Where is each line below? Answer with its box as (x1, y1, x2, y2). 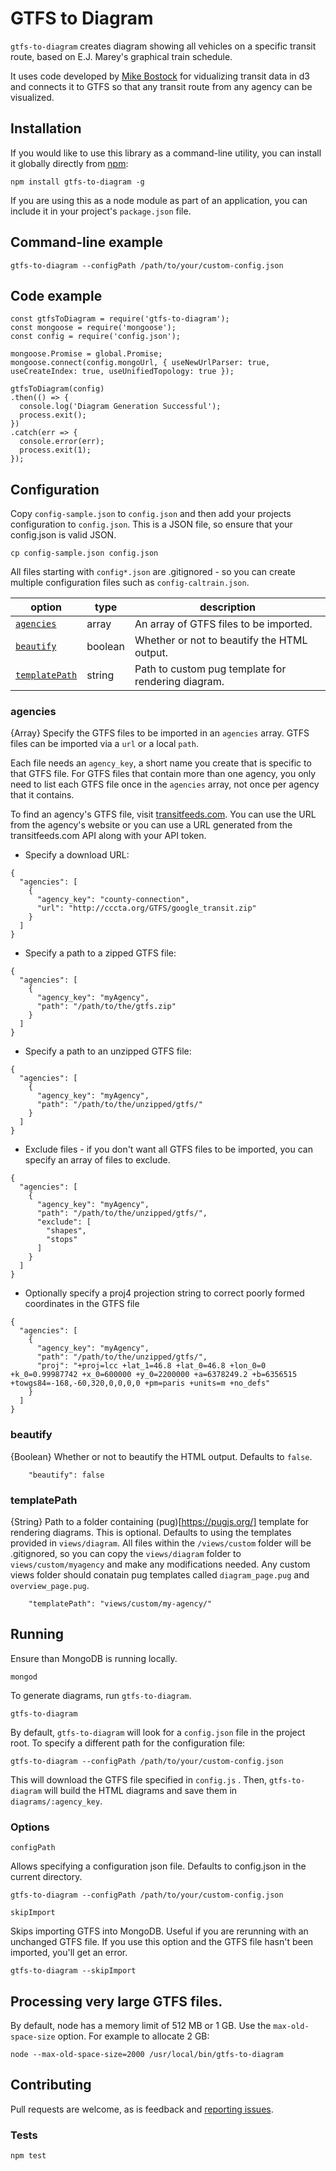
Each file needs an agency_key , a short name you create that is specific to (10, 757, 312, 769)
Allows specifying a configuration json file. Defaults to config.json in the (10, 1860, 307, 1872)
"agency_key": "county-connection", (36, 895, 190, 905)
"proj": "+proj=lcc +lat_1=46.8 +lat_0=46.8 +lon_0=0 (36, 1361, 267, 1371)
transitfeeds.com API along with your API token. (10, 830, 207, 842)
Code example (10, 287, 103, 304)
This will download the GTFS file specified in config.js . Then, (10, 1773, 268, 1786)
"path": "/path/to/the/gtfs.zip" (36, 1002, 177, 1012)
